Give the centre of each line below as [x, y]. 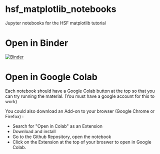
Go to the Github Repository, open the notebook [62, 137]
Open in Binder [37, 43]
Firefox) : [14, 116]
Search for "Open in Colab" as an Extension [57, 126]
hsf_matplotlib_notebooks [61, 9]
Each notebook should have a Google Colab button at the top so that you [80, 91]
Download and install [34, 131]
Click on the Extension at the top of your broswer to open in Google [82, 142]
